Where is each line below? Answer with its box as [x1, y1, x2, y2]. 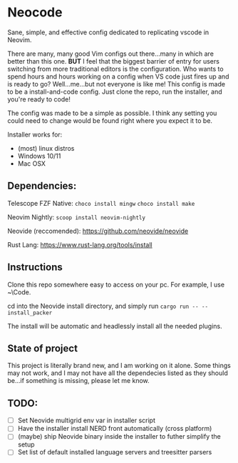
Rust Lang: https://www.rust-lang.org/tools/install [7, 240, 152, 249]
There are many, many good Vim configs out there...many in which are [7, 49, 214, 58]
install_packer [7, 309, 53, 317]
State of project [7, 342, 78, 354]
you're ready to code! [7, 94, 71, 104]
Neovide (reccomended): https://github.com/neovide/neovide [7, 226, 189, 235]
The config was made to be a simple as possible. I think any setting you [7, 109, 217, 117]
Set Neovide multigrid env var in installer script [17, 416, 155, 425]
